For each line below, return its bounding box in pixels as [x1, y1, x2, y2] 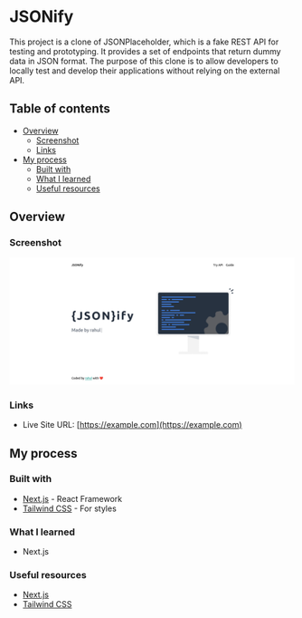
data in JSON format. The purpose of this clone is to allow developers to [9, 55, 278, 66]
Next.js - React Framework [22, 493, 123, 504]
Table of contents [9, 101, 110, 117]
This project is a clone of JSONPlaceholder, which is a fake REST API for [9, 36, 279, 47]
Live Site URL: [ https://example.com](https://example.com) [22, 420, 242, 430]
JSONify [9, 6, 74, 27]
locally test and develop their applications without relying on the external [9, 65, 280, 76]
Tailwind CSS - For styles [22, 503, 118, 514]
